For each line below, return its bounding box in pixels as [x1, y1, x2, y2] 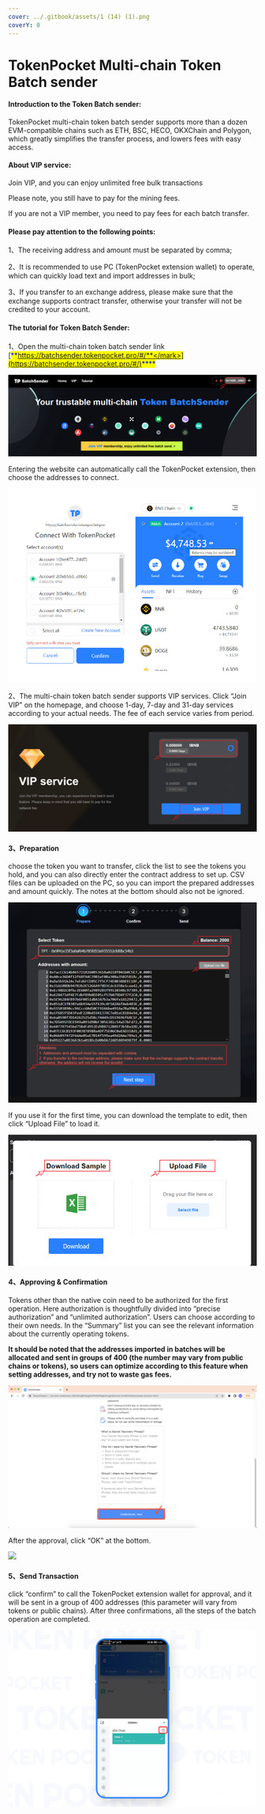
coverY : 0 [8, 21, 41, 29]
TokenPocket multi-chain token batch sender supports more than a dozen [8, 117, 248, 127]
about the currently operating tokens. [8, 1329, 129, 1339]
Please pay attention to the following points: [8, 226, 156, 237]
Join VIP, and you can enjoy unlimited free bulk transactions [8, 178, 203, 187]
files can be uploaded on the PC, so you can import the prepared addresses [8, 878, 255, 888]
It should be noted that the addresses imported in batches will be [8, 1345, 226, 1354]
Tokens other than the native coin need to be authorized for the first [8, 1296, 229, 1305]
